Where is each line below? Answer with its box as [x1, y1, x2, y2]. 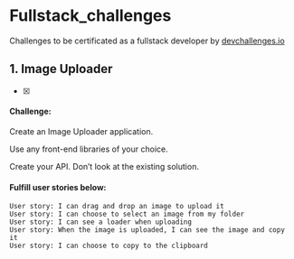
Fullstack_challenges [9, 5, 172, 26]
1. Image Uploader [9, 61, 113, 77]
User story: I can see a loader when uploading [9, 217, 193, 227]
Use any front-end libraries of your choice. [9, 143, 169, 154]
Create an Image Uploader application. [9, 125, 154, 136]
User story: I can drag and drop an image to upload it [9, 202, 224, 211]
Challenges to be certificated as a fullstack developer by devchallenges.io [9, 35, 285, 46]
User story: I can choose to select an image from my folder [9, 209, 245, 219]
